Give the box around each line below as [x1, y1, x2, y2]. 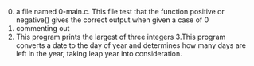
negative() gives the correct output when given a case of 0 [15, 15, 209, 25]
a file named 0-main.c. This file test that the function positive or [15, 7, 225, 16]
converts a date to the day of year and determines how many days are [15, 41, 247, 50]
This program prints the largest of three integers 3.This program [15, 32, 226, 41]
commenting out [15, 24, 70, 33]
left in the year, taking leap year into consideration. [15, 49, 183, 58]
